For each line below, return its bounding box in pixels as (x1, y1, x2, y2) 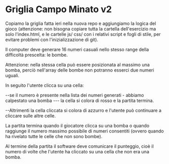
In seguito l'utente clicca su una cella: (5, 82, 84, 88)
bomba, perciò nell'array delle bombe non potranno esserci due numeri (5, 67, 154, 73)
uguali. (5, 72, 19, 78)
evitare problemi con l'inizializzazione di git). (5, 37, 98, 43)
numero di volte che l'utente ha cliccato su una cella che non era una (5, 148, 150, 154)
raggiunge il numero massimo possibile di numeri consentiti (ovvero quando (5, 128, 164, 134)
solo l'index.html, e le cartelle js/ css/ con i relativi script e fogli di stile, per (5, 31, 161, 37)
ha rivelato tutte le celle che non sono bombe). (5, 133, 103, 139)
